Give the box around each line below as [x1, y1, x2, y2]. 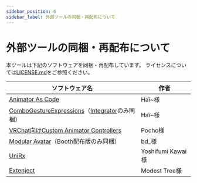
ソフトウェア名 [51, 84, 93, 93]
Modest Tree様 [140, 167, 182, 175]
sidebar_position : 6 [6, 8, 57, 15]
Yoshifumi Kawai [140, 147, 187, 155]
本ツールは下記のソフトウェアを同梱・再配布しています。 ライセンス [6, 62, 171, 69]
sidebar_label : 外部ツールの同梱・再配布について [6, 14, 116, 20]
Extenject [9, 167, 35, 175]
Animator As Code [9, 95, 60, 103]
